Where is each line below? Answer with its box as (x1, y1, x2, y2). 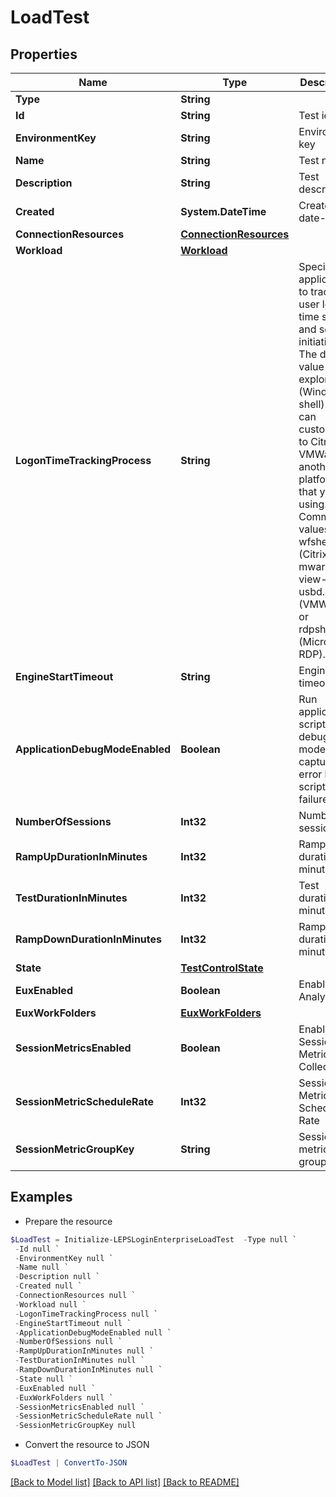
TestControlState (180, 961, 264, 975)
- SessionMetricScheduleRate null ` (14, 1411, 163, 1421)
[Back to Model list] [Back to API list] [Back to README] (10, 1476, 240, 1488)
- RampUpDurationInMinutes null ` (14, 1346, 155, 1356)
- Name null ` (14, 1262, 70, 1273)
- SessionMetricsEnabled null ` (14, 1402, 145, 1412)
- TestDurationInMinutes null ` (14, 1356, 145, 1366)
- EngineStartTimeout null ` (14, 1318, 132, 1328)
